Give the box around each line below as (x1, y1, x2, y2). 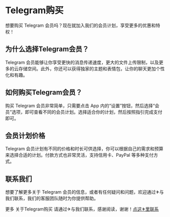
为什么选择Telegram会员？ (5, 45, 89, 54)
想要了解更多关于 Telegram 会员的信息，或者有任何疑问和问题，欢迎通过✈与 (5, 189, 164, 195)
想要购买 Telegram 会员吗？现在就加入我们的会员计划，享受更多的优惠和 (5, 22, 156, 28)
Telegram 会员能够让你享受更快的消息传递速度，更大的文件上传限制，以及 (5, 59, 159, 65)
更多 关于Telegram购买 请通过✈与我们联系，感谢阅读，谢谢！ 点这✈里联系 (5, 206, 159, 212)
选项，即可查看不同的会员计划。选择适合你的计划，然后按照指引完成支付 (12, 109, 163, 115)
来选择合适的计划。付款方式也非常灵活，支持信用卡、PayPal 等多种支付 (5, 152, 154, 158)
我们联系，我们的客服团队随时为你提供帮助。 (5, 195, 99, 201)
